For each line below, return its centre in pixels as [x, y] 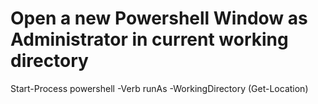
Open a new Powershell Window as [159, 18]
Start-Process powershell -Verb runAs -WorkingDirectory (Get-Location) [159, 88]
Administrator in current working [149, 39]
